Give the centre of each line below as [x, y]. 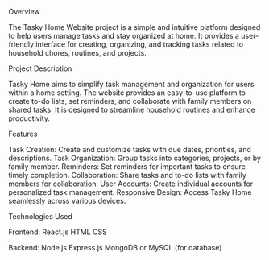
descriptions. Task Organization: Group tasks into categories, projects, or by [135, 158]
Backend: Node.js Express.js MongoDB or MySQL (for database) [115, 248]
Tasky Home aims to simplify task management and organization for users [131, 84]
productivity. [29, 118]
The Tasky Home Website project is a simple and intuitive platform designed [134, 27]
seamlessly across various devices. [67, 201]
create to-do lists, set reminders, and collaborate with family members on [130, 101]
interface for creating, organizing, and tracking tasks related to [140, 44]
